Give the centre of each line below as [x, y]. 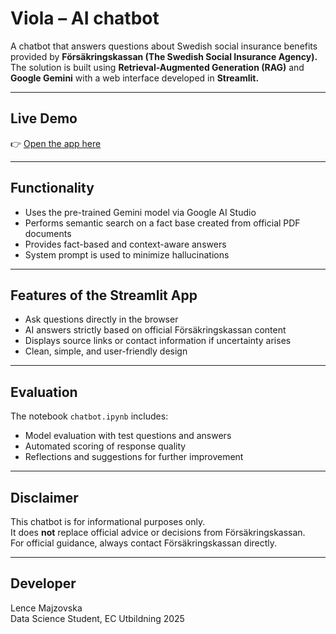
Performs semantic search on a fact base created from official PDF [162, 223]
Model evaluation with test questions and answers [128, 436]
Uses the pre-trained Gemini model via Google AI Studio [140, 212]
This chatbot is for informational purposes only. [108, 521]
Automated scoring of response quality [105, 446]
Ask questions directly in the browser [101, 319]
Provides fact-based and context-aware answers [125, 244]
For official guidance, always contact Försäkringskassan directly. [144, 543]
